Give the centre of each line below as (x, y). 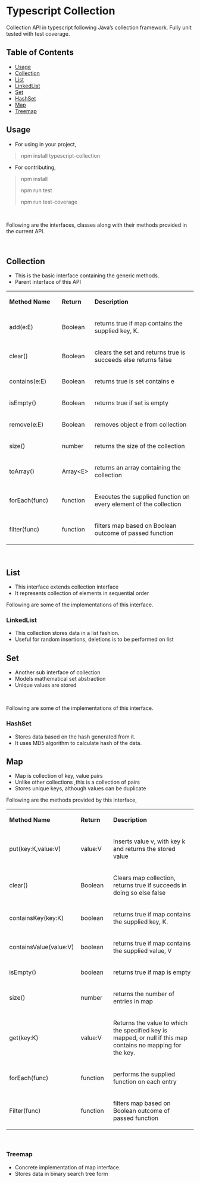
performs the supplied (144, 1074)
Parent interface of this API (48, 282)
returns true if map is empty (152, 972)
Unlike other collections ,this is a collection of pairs (77, 782)
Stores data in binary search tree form (61, 1173)
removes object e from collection (140, 425)
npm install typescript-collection (60, 155)
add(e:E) (21, 327)
